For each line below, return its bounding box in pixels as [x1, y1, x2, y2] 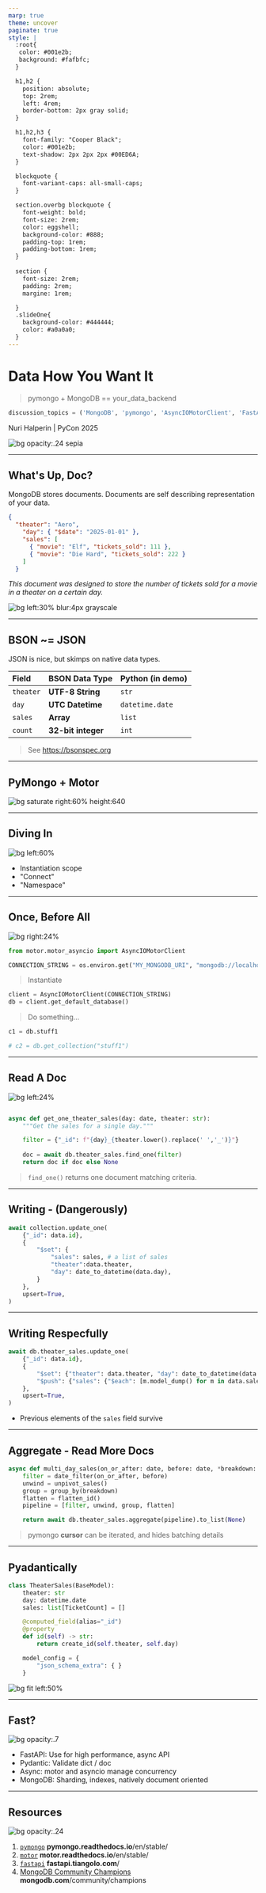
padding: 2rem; [22, 282, 73, 290]
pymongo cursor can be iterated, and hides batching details [27, 1531, 224, 1540]
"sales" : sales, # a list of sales [50, 1254, 169, 1261]
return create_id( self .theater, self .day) [36, 1640, 179, 1648]
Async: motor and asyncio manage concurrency [19, 1766, 177, 1777]
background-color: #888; [22, 230, 104, 238]
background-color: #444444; [22, 318, 115, 327]
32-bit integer [48, 725, 104, 736]
